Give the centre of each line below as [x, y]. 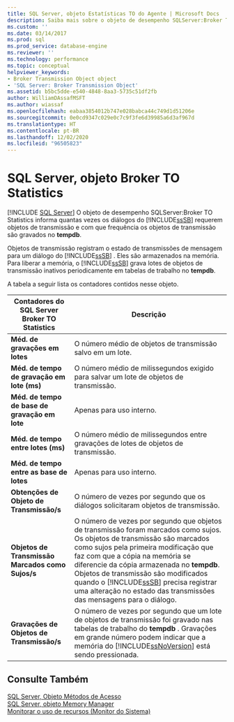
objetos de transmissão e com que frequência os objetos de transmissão [111, 227]
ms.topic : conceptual [39, 66]
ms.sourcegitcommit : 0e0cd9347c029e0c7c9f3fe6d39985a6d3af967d [101, 117]
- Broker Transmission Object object [62, 79]
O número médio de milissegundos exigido [144, 368]
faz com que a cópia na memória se [133, 556]
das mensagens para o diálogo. [125, 600]
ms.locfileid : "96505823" [45, 144]
